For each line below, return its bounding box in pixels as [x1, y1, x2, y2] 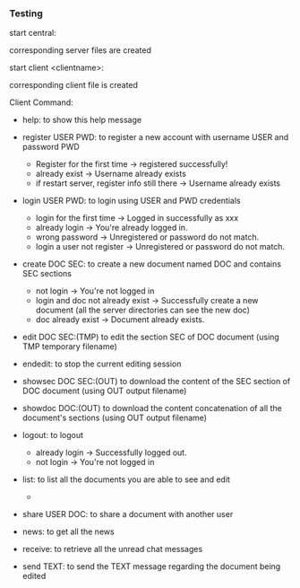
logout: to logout [21, 430, 83, 441]
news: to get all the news [21, 526, 115, 537]
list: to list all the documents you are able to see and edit [21, 474, 231, 485]
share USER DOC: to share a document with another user [21, 509, 234, 520]
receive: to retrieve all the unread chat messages [21, 544, 203, 555]
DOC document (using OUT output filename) [21, 385, 187, 397]
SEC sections [21, 268, 72, 279]
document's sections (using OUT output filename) [21, 412, 208, 424]
